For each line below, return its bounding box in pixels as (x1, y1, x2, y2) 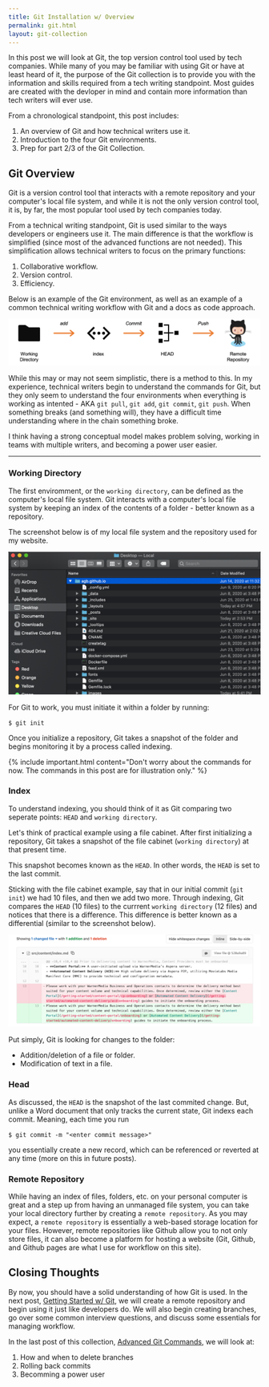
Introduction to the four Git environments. (19, 135, 157, 144)
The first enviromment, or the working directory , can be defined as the (8, 486, 244, 495)
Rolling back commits (19, 1361, 91, 1370)
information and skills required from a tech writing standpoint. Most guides (8, 79, 255, 88)
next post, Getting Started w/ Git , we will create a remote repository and (8, 1296, 246, 1305)
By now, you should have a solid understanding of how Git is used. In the (8, 1287, 248, 1296)
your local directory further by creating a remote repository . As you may (8, 1209, 248, 1219)
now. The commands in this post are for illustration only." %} (8, 766, 208, 775)
